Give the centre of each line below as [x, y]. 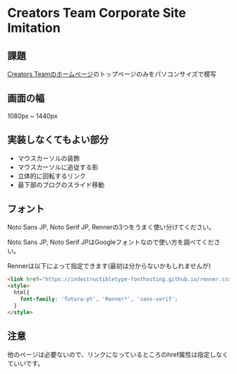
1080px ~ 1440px [32, 116]
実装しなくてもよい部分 [58, 140]
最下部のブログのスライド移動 [61, 184]
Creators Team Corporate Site [97, 13]
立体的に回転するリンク [51, 176]
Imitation [34, 28]
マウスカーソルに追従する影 [58, 167]
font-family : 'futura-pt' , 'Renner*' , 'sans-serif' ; [99, 299]
